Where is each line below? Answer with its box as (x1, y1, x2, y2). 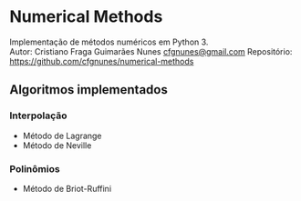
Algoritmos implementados (9, 82, 169, 97)
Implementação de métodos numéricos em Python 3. (9, 36, 209, 47)
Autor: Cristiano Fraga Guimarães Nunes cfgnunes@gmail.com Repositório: (9, 45, 293, 56)
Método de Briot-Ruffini (22, 183, 112, 194)
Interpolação (9, 109, 67, 122)
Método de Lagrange (22, 130, 102, 141)
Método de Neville (22, 139, 92, 151)
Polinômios (9, 162, 61, 175)
